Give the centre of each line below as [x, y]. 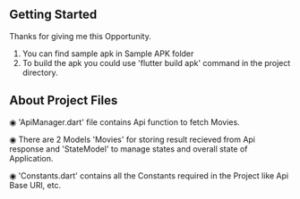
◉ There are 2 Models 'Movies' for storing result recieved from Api [133, 139]
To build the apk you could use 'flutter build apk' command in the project [156, 62]
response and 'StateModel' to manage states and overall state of [129, 149]
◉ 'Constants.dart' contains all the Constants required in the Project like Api [149, 175]
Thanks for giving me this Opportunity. [81, 36]
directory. [40, 72]
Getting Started [53, 15]
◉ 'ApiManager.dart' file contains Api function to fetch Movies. [124, 122]
